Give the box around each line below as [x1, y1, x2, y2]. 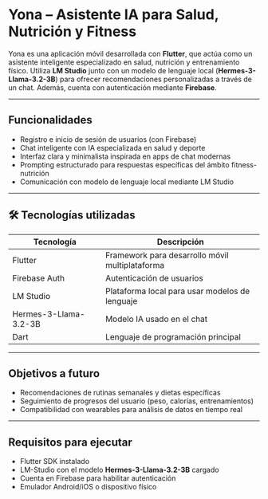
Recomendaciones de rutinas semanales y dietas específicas [19, 388, 221, 398]
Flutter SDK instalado [19, 457, 90, 466]
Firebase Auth [12, 273, 65, 284]
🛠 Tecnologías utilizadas [8, 209, 136, 222]
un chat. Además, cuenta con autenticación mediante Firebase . [8, 82, 217, 92]
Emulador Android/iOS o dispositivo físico [19, 482, 157, 492]
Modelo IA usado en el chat [104, 313, 208, 324]
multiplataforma [104, 259, 165, 270]
